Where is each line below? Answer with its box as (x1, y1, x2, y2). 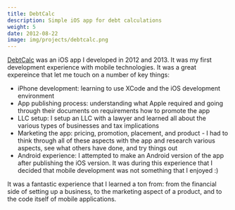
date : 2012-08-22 (7, 29, 58, 37)
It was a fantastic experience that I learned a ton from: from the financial (7, 180, 217, 188)
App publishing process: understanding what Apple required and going (17, 99, 224, 107)
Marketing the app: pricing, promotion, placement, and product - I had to (17, 129, 229, 138)
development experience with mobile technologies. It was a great (7, 63, 197, 72)
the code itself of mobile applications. (7, 195, 117, 204)
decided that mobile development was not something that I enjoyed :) (17, 166, 219, 175)
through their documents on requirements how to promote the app (17, 107, 210, 115)
